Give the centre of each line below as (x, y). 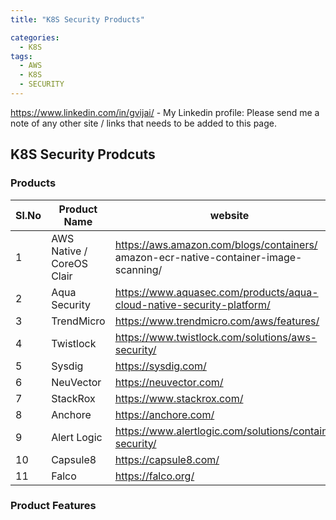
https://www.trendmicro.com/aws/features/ (217, 321)
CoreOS (69, 263)
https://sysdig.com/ (160, 366)
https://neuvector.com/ (169, 382)
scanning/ (138, 269)
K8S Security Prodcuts (83, 154)
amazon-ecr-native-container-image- (208, 257)
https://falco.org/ (154, 476)
